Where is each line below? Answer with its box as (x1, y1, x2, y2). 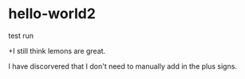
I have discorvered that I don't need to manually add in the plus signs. (8, 61, 238, 71)
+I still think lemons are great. (8, 46, 106, 55)
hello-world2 (8, 5, 96, 23)
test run (8, 31, 34, 40)
